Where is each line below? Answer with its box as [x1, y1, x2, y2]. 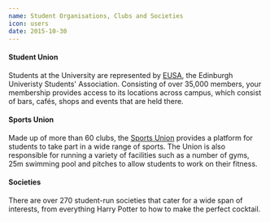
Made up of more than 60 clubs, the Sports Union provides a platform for [8, 133, 254, 142]
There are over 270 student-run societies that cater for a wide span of [8, 195, 243, 205]
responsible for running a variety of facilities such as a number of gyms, [8, 150, 250, 159]
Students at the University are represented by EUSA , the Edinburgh [8, 70, 233, 80]
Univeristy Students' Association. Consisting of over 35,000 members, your [8, 79, 262, 89]
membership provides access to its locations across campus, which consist [8, 87, 262, 98]
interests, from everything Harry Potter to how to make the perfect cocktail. [8, 204, 261, 214]
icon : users [8, 20, 49, 28]
